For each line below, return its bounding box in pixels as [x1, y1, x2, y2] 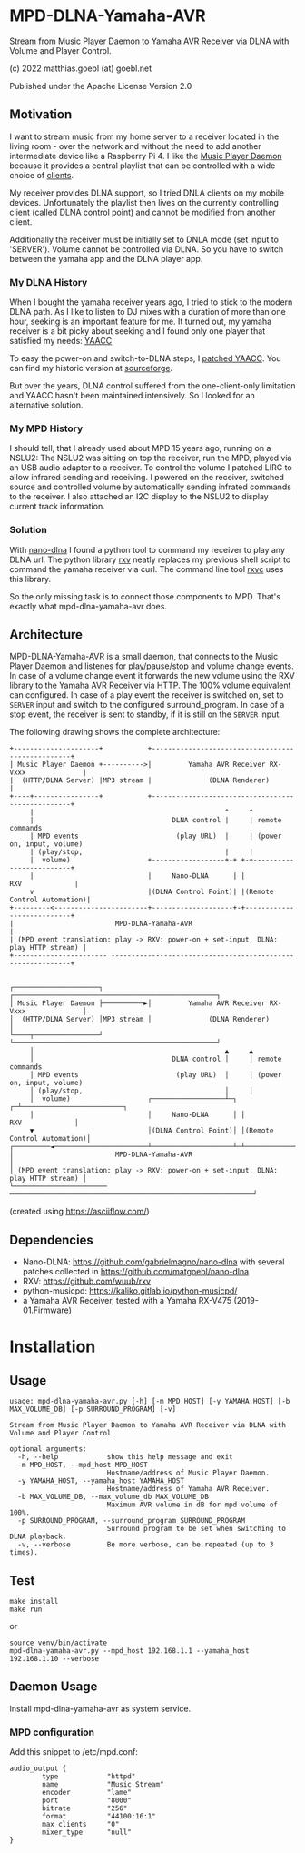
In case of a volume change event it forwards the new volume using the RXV [9, 670, 295, 681]
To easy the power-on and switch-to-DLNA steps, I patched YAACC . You [9, 353, 281, 364]
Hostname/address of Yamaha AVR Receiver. [106, 1485, 271, 1494]
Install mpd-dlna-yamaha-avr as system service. [9, 1703, 192, 1714]
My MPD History [9, 422, 84, 435]
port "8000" [42, 1796, 132, 1806]
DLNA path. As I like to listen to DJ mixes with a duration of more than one [9, 307, 286, 317]
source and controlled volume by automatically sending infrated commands [9, 481, 292, 492]
